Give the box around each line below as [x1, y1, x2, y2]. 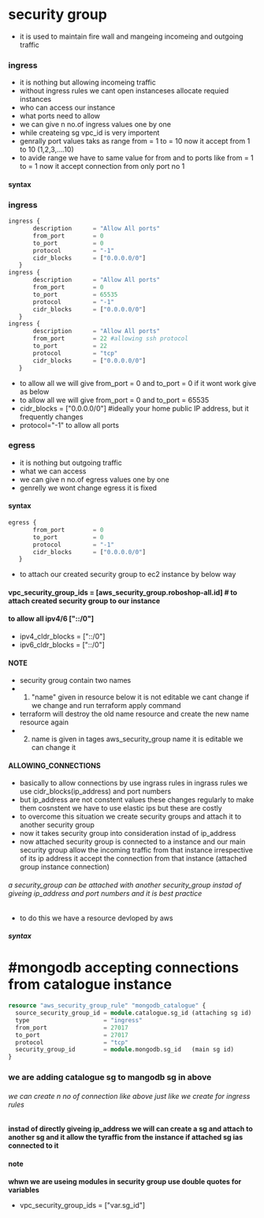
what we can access [19, 466, 87, 475]
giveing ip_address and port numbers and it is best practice [8, 889, 203, 898]
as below [19, 387, 50, 396]
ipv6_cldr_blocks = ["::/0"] [19, 640, 105, 650]
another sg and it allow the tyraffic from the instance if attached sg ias [8, 1133, 243, 1142]
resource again [19, 718, 69, 727]
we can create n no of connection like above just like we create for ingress [8, 1091, 251, 1100]
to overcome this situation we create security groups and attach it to [19, 811, 242, 822]
